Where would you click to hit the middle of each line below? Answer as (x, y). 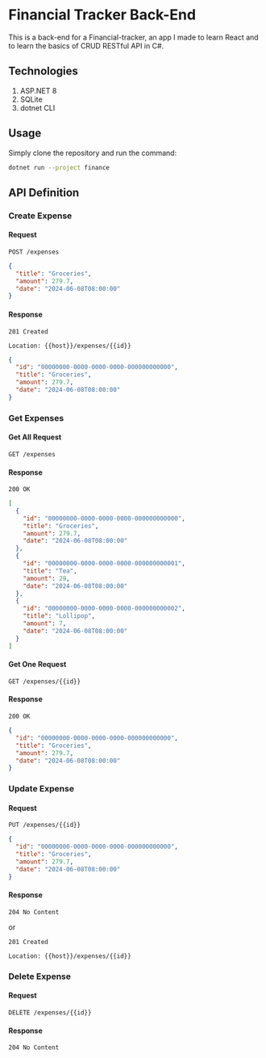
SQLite (31, 99)
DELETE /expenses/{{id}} (50, 1012)
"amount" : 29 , (46, 578)
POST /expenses (34, 252)
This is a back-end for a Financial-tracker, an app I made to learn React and (134, 37)
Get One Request (37, 665)
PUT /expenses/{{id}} (45, 825)
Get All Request (35, 437)
